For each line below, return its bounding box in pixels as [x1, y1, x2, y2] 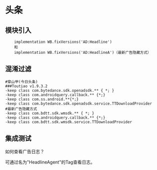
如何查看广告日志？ [5, 148, 45, 155]
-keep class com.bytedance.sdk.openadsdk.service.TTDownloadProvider [5, 101, 153, 106]
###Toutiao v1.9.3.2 [5, 83, 48, 89]
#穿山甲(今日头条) [5, 79, 38, 84]
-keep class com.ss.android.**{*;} [5, 97, 79, 102]
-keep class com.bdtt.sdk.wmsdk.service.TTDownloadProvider [5, 119, 133, 125]
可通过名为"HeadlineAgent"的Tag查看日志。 [5, 159, 95, 165]
